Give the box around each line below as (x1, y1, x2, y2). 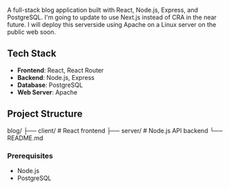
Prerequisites (7, 151, 53, 161)
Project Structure (7, 108, 83, 120)
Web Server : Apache (17, 88, 78, 96)
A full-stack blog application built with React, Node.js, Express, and (7, 6, 199, 14)
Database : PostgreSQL (17, 81, 83, 89)
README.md (7, 134, 43, 142)
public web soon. (7, 28, 57, 36)
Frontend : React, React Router (17, 66, 104, 74)
